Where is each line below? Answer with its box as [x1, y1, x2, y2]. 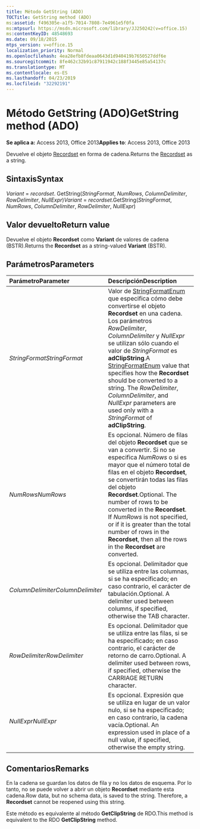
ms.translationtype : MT [6, 64, 65, 70]
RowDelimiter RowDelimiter [9, 651, 83, 660]
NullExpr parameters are [108, 399, 176, 407]
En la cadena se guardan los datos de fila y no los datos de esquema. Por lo [6, 779, 192, 787]
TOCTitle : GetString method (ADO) [6, 14, 92, 20]
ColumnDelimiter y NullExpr [108, 332, 185, 340]
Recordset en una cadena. [108, 310, 183, 318]
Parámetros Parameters [6, 259, 95, 269]
